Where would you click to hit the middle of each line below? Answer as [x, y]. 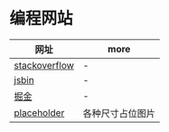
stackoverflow [44, 65]
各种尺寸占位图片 [119, 113]
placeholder [39, 112]
